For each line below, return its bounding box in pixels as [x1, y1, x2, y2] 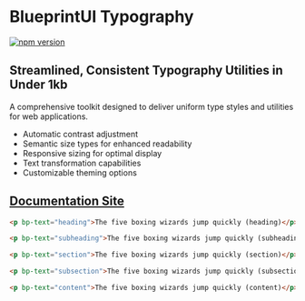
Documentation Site [9, 194, 124, 209]
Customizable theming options [22, 166, 138, 178]
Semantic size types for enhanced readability [22, 138, 192, 149]
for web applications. [9, 111, 89, 122]
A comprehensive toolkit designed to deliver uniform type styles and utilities [9, 101, 294, 112]
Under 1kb [9, 77, 68, 93]
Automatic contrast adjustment [22, 128, 139, 139]
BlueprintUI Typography [9, 6, 194, 27]
